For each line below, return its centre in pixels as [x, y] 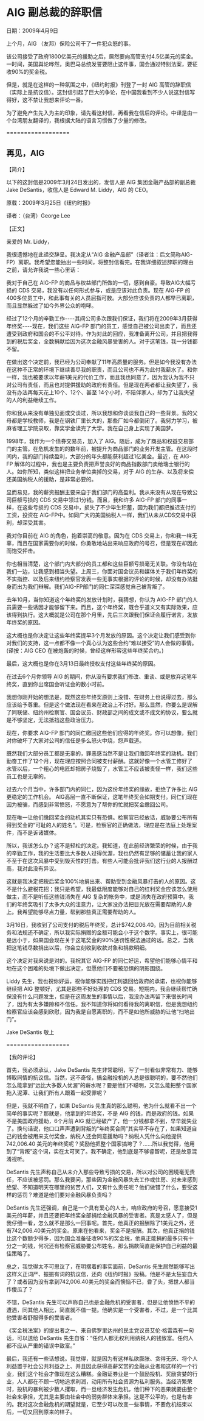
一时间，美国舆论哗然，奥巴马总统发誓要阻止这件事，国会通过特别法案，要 [99, 64]
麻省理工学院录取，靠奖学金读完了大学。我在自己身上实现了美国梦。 [91, 428]
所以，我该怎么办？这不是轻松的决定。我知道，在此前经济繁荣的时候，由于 [99, 845]
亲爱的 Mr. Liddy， [29, 241]
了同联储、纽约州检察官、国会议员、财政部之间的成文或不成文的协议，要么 [99, 712]
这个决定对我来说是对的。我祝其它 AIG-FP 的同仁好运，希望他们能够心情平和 [102, 960]
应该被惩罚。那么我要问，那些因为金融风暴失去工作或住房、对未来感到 [110, 1179]
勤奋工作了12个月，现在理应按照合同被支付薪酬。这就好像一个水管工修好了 [100, 761]
